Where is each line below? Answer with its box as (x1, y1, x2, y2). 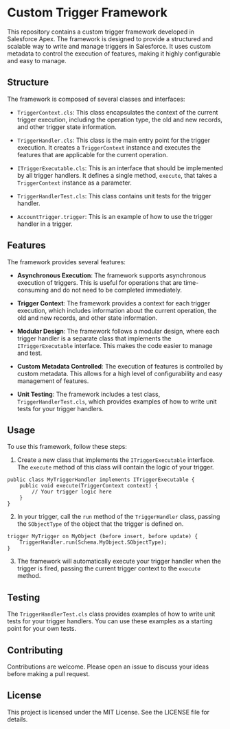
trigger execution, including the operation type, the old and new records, (16, 115, 223, 124)
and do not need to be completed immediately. (50, 286, 183, 294)
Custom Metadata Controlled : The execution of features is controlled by (16, 362, 223, 370)
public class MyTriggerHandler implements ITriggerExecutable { (7, 476, 195, 483)
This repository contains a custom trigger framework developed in (7, 27, 194, 36)
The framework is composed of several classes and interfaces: (7, 95, 185, 103)
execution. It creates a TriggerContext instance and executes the (16, 143, 201, 152)
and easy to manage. (7, 56, 67, 65)
